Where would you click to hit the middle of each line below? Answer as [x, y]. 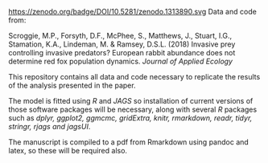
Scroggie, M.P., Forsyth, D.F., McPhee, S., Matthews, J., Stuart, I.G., [120, 36]
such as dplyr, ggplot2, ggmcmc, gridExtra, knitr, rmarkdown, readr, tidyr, [130, 118]
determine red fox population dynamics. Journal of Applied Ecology [121, 61]
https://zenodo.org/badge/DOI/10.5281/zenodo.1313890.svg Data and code [133, 12]
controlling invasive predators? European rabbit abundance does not [122, 53]
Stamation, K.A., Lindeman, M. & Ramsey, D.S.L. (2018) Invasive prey [122, 44]
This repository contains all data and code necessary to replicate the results [134, 77]
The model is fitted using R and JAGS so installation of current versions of [131, 101]
